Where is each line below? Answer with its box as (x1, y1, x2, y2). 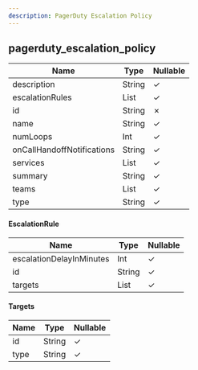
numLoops (12, 131, 53, 142)
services (12, 158, 45, 169)
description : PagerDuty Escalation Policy (8, 11, 152, 20)
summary (12, 171, 48, 182)
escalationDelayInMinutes (12, 253, 110, 264)
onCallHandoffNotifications (12, 144, 115, 155)
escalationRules (12, 92, 72, 103)
